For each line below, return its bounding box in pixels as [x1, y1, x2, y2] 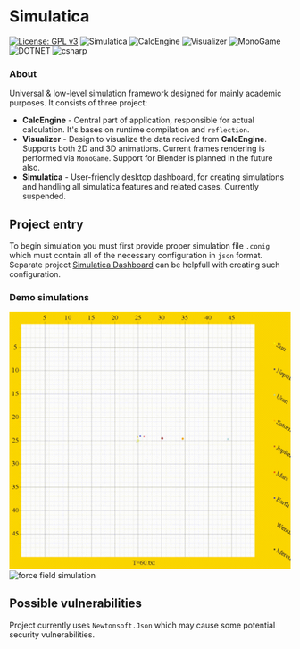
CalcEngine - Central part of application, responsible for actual [21, 114, 254, 126]
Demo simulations [9, 291, 89, 303]
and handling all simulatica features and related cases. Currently [21, 181, 259, 192]
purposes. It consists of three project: [9, 97, 148, 108]
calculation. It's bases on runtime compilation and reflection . [21, 124, 250, 135]
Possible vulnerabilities [9, 596, 143, 611]
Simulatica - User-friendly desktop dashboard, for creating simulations [21, 172, 285, 182]
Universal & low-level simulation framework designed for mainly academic [9, 88, 282, 99]
